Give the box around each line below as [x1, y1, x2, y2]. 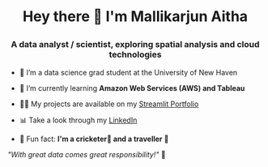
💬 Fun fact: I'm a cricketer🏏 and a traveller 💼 [19, 134, 169, 143]
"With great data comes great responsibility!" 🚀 [7, 149, 167, 159]
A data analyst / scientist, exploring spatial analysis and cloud [11, 39, 260, 50]
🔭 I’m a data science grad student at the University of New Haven [19, 67, 238, 77]
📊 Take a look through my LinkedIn [19, 115, 138, 125]
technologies [108, 49, 162, 60]
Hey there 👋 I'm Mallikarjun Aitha [22, 7, 249, 26]
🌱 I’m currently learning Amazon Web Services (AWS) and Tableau [19, 83, 245, 92]
